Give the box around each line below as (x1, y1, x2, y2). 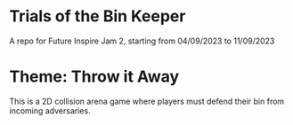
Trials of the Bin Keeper (9, 6, 186, 27)
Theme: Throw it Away (9, 66, 180, 87)
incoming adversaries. (9, 105, 91, 116)
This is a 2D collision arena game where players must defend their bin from (9, 96, 285, 106)
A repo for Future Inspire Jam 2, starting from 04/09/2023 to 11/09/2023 (9, 35, 275, 46)
